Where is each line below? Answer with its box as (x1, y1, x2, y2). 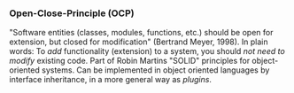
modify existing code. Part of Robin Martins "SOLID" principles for (9, 56, 251, 66)
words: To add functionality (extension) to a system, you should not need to (9, 46, 285, 57)
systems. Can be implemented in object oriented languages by (41, 65, 270, 75)
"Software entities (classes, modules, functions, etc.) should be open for (9, 27, 274, 38)
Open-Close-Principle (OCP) (9, 7, 135, 19)
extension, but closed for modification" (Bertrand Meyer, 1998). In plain (9, 36, 268, 47)
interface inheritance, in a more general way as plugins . (9, 74, 213, 85)
